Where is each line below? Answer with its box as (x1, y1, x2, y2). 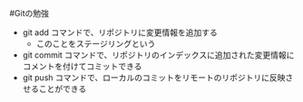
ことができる (38, 84, 87, 94)
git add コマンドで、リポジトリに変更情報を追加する (22, 27, 218, 38)
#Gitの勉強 (9, 8, 50, 18)
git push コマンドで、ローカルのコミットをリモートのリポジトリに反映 (22, 72, 286, 83)
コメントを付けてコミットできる (22, 61, 142, 71)
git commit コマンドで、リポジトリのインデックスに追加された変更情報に (22, 50, 295, 60)
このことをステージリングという (35, 39, 156, 49)
